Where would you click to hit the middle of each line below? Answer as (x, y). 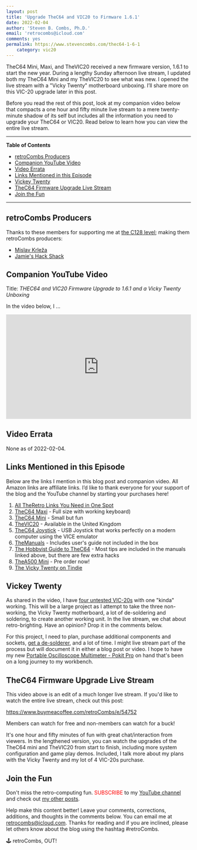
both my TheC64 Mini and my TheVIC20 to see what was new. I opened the (97, 79)
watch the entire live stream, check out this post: (65, 700)
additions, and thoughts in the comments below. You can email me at (89, 816)
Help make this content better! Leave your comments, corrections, (86, 810)
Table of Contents (28, 145)
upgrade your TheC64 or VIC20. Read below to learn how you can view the (97, 122)
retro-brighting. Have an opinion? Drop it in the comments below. (84, 625)
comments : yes (23, 39)
